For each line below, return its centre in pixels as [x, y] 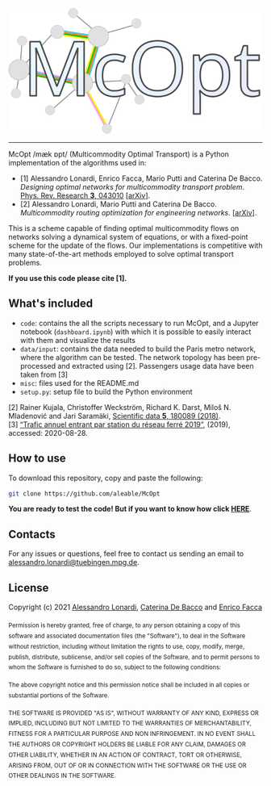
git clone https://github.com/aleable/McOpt [84, 493]
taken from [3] [44, 374]
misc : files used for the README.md [79, 383]
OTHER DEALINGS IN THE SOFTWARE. [63, 776]
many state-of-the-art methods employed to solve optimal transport [121, 253]
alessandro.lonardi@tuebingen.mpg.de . [74, 562]
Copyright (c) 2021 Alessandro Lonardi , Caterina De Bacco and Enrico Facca [135, 607]
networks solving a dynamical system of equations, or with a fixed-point [128, 236]
